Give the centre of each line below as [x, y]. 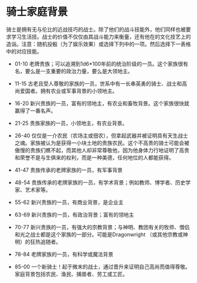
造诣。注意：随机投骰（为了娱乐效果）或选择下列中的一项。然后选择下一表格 [98, 44]
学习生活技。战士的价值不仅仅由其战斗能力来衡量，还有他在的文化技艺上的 [101, 36]
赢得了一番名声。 [35, 110]
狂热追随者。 [46, 241]
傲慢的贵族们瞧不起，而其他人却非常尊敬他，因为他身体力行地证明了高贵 [102, 150]
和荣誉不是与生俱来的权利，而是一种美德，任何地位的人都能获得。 [94, 157]
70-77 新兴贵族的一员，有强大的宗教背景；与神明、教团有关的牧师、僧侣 [102, 227]
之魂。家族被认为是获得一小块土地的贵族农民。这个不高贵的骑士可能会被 [102, 143]
